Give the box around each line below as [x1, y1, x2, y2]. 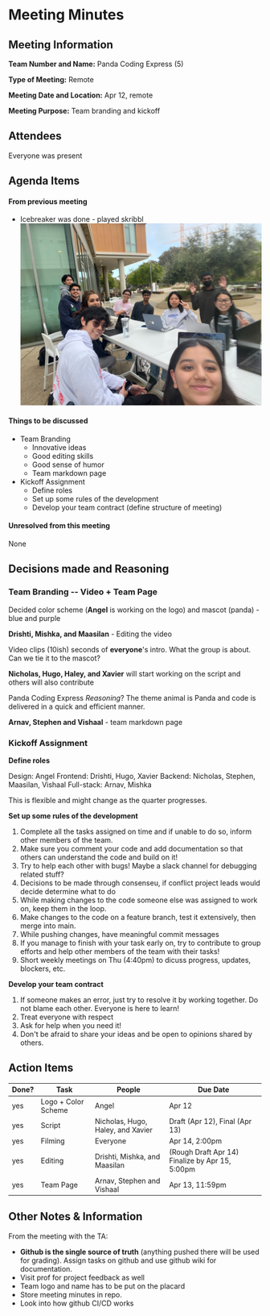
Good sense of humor [31, 460, 104, 469]
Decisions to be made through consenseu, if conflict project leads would [19, 877, 261, 888]
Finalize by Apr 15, [168, 1156, 231, 1166]
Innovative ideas [31, 442, 87, 452]
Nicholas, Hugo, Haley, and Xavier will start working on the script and [8, 668, 241, 678]
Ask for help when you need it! [19, 1020, 122, 1030]
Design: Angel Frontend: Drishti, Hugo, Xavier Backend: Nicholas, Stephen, [8, 771, 256, 781]
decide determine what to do [19, 886, 117, 896]
